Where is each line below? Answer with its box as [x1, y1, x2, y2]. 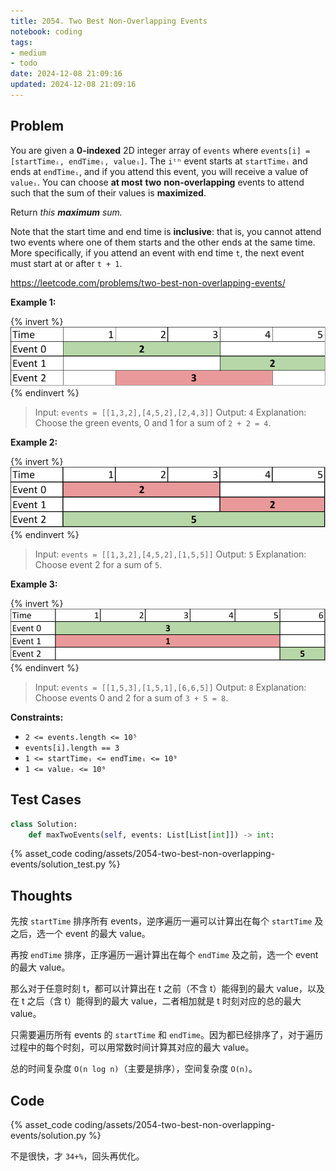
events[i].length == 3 [24, 743, 120, 753]
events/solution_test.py [10, 858, 107, 870]
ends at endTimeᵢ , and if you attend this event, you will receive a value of [10, 165, 309, 177]
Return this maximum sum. [10, 206, 123, 218]
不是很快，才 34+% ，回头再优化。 [10, 1150, 145, 1162]
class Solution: [10, 819, 78, 829]
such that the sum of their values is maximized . [10, 186, 207, 199]
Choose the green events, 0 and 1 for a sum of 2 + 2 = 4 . [34, 417, 272, 429]
